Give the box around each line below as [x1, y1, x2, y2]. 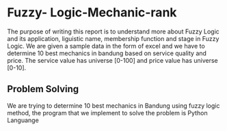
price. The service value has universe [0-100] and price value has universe [7, 56, 218, 64]
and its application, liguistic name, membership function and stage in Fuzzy [7, 34, 219, 42]
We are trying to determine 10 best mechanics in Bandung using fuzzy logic [7, 101, 220, 110]
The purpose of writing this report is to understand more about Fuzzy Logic [7, 27, 220, 35]
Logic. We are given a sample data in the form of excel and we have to [7, 42, 205, 50]
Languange [7, 116, 39, 124]
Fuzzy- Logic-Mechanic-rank [7, 5, 177, 20]
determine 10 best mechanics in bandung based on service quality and [7, 49, 207, 57]
